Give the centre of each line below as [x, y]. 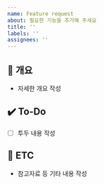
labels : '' [23, 33]
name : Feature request [40, 14]
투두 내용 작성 [36, 133]
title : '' [22, 27]
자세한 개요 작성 [39, 88]
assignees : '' [28, 40]
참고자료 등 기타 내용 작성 [52, 173]
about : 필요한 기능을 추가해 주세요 [52, 20]
